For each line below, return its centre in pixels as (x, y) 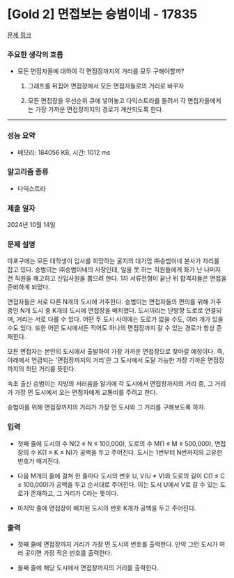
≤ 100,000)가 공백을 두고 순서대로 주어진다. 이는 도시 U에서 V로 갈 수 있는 (118, 484)
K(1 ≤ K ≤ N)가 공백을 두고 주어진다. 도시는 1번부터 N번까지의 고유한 (130, 452)
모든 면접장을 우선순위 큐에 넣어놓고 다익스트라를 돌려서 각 (107, 101)
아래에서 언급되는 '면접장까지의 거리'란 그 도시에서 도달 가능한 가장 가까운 (107, 360)
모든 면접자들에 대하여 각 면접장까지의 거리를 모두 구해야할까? (101, 71)
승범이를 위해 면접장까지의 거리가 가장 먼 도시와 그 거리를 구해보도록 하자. (107, 407)
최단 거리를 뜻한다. (51, 369)
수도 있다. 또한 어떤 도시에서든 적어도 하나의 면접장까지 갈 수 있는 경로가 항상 (111, 328)
